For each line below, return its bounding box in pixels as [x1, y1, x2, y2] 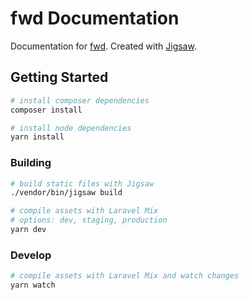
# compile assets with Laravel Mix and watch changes [10, 271, 240, 281]
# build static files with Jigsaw [10, 178, 155, 189]
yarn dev [10, 225, 47, 235]
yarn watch [10, 280, 56, 291]
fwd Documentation [10, 7, 180, 30]
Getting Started [10, 69, 109, 86]
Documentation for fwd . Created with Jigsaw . [10, 40, 197, 52]
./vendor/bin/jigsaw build [10, 188, 123, 198]
